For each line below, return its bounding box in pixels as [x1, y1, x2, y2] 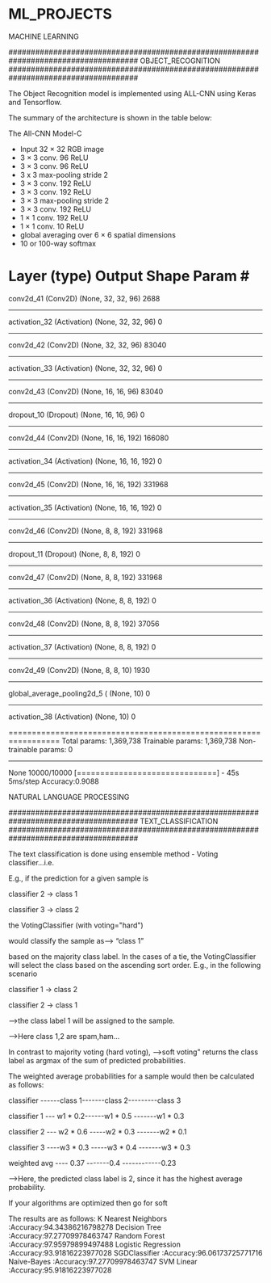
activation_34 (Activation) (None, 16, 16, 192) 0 [8, 456, 163, 465]
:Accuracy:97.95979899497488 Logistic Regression [8, 1239, 181, 1249]
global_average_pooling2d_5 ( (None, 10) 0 [8, 688, 151, 698]
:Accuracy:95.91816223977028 [8, 1265, 112, 1275]
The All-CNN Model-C [8, 128, 82, 138]
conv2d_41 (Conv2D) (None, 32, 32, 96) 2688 [8, 293, 161, 303]
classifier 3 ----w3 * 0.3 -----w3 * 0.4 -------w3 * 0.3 [8, 1142, 191, 1152]
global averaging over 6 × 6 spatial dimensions [19, 229, 176, 239]
